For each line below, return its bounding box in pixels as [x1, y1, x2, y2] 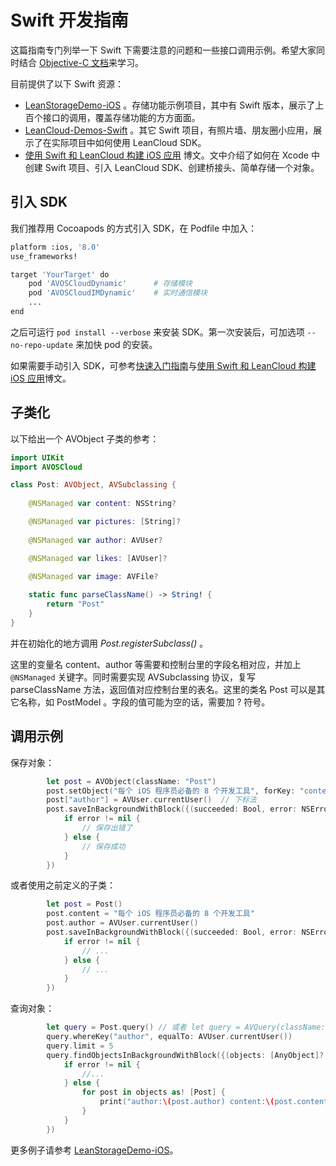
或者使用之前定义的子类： [10, 879, 116, 891]
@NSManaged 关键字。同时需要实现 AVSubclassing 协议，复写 [10, 671, 256, 683]
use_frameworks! [10, 251, 78, 261]
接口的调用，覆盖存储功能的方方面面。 [42, 111, 201, 123]
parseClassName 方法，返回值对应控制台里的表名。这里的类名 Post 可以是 [10, 683, 317, 695]
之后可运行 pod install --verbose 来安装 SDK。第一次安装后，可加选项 [10, 326, 305, 338]
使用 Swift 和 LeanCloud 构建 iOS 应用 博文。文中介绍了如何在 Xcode [24, 149, 309, 161]
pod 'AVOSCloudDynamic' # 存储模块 [28, 279, 193, 289]
